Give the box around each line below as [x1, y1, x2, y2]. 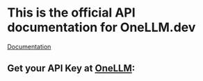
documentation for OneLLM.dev [7, 19, 196, 35]
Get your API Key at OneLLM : [7, 62, 136, 74]
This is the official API [7, 5, 136, 21]
